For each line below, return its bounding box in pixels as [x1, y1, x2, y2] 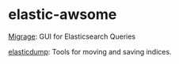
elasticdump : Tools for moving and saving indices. [8, 47, 172, 56]
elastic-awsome [8, 6, 117, 24]
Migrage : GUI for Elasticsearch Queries [8, 32, 136, 41]
